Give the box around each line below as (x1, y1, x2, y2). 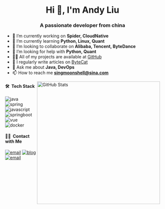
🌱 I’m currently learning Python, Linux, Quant (12, 38, 105, 44)
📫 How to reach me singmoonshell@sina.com (12, 70, 109, 76)
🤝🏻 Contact (5, 133, 30, 139)
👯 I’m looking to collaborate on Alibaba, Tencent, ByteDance (12, 44, 136, 50)
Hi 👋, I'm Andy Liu (46, 4, 119, 16)
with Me (5, 138, 22, 144)
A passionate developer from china (40, 22, 125, 29)
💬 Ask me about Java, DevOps (12, 64, 75, 70)
